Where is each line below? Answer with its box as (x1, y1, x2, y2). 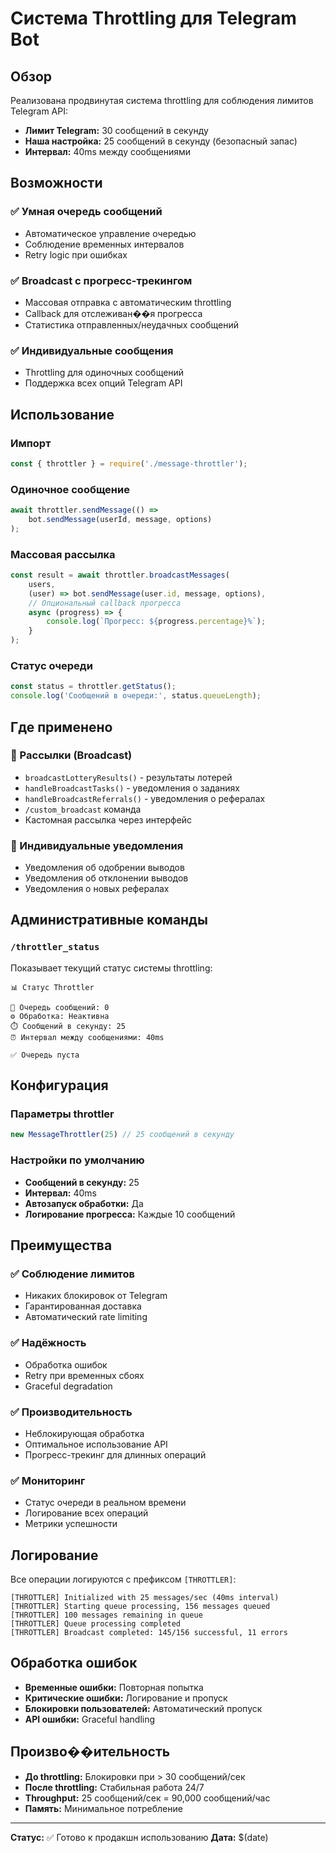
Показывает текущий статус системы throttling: (10, 962, 213, 974)
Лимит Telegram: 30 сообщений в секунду (24, 125, 209, 136)
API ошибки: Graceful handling (24, 1713, 156, 1725)
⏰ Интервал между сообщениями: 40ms (10, 1032, 165, 1042)
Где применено (10, 718, 113, 736)
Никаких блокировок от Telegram (24, 1290, 168, 1302)
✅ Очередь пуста (10, 1050, 80, 1060)
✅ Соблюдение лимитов (10, 1267, 136, 1281)
